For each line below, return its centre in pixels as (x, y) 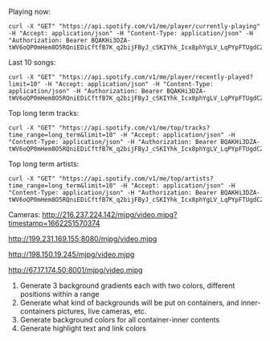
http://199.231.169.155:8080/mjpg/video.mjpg (83, 239)
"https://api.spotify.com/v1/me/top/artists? (137, 179)
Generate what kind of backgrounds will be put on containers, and (129, 302)
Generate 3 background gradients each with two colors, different (127, 286)
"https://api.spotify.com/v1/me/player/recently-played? (156, 77)
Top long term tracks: (44, 113)
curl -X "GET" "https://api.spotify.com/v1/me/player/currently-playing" (135, 27)
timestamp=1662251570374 (54, 223)
